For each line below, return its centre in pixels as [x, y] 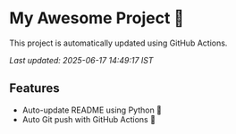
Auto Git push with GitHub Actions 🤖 [89, 119]
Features [34, 88]
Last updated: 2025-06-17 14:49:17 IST [81, 60]
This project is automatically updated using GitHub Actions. [118, 43]
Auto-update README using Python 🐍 [92, 110]
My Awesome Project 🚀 [97, 18]
